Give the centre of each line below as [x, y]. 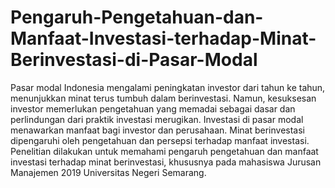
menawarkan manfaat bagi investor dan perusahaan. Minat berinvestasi [157, 130]
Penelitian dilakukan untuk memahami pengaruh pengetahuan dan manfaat [164, 151]
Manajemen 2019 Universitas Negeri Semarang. [108, 172]
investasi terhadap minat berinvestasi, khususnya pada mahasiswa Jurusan [166, 162]
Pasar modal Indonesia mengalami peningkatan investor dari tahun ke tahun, [168, 87]
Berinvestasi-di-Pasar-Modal [134, 60]
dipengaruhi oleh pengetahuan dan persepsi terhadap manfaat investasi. [160, 140]
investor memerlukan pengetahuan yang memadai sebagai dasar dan [153, 108]
